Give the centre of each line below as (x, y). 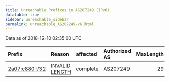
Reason (60, 54)
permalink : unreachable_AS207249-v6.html (50, 24)
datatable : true (22, 15)
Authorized (117, 51)
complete (87, 69)
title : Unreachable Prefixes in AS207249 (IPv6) (57, 10)
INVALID (60, 66)
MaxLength (150, 54)
